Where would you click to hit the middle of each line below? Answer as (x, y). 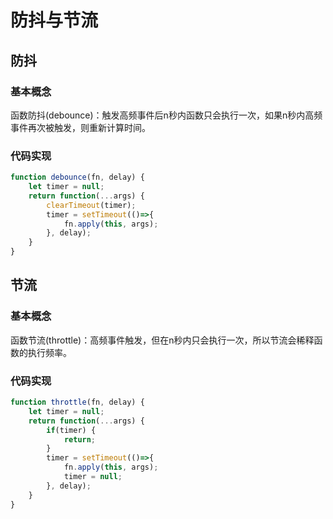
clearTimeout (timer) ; (91, 205)
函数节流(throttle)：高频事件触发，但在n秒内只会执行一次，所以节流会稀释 (162, 340)
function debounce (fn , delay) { (77, 177)
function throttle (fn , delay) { (77, 402)
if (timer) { (71, 430)
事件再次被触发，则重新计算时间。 (80, 127)
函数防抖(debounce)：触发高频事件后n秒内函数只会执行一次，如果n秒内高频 (166, 115)
